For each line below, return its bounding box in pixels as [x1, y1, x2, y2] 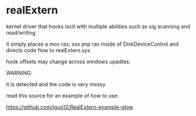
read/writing [6, 29, 36, 36]
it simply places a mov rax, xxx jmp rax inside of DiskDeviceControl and [6, 40, 179, 47]
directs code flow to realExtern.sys [6, 46, 90, 53]
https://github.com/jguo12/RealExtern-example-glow [6, 103, 133, 110]
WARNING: [6, 69, 33, 76]
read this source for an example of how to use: [6, 92, 119, 99]
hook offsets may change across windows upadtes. [6, 58, 131, 65]
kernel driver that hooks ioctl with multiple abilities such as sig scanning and [6, 23, 191, 30]
